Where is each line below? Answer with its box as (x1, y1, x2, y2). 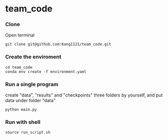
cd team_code (5, 64, 33, 70)
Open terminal (5, 32, 35, 38)
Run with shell (5, 118, 41, 125)
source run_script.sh (5, 130, 51, 135)
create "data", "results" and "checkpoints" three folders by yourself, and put (5, 92, 163, 98)
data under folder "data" (5, 97, 56, 103)
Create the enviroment (5, 53, 62, 60)
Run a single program (5, 80, 59, 87)
